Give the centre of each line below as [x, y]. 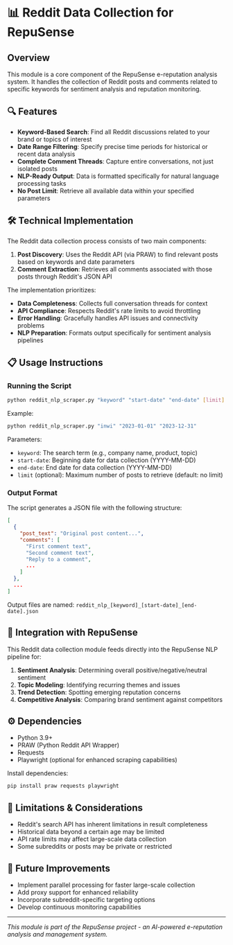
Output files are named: [41, 604]
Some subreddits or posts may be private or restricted [94, 847]
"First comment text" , [58, 546]
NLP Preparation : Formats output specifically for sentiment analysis [114, 333]
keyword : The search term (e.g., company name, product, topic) [107, 453]
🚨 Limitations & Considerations [75, 807]
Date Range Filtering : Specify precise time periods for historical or [112, 146]
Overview [29, 58]
